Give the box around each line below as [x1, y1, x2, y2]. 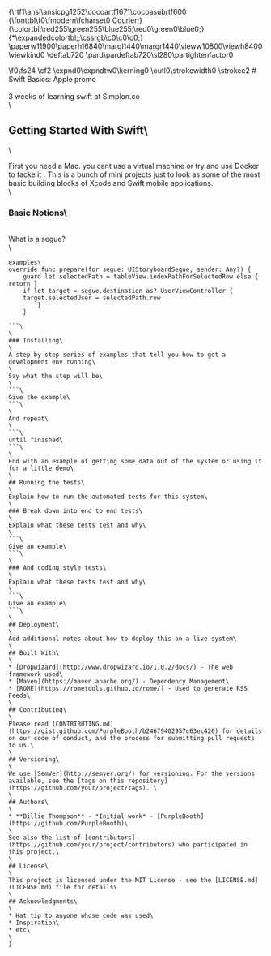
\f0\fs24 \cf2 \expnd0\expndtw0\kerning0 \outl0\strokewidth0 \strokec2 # [8, 66, 256, 75]
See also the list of [8, 833, 82, 842]
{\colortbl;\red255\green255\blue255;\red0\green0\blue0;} [8, 24, 205, 33]
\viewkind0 [8, 50, 45, 59]
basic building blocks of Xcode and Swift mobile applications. [8, 178, 214, 187]
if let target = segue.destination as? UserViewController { [23, 287, 233, 295]
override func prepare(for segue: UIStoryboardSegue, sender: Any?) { [8, 265, 252, 274]
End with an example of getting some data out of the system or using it [8, 458, 263, 466]
